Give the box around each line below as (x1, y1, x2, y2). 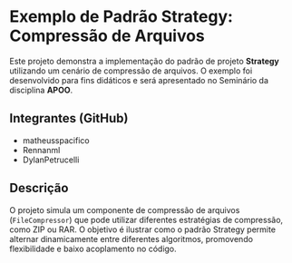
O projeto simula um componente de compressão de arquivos (9, 204, 240, 215)
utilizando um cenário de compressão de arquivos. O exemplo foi (9, 65, 253, 76)
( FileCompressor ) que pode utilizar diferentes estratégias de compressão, (9, 214, 284, 225)
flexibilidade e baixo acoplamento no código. (9, 243, 177, 254)
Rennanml (22, 144, 61, 155)
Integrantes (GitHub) (9, 111, 129, 126)
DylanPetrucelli (22, 154, 80, 165)
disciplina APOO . (9, 84, 73, 95)
